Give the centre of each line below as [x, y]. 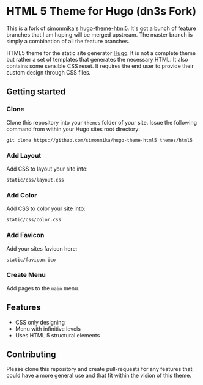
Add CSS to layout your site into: [47, 169]
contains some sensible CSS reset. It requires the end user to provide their [100, 66]
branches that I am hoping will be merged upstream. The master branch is [100, 34]
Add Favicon [25, 235]
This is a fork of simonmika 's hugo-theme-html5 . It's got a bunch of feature [102, 28]
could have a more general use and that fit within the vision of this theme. [99, 376]
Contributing [31, 355]
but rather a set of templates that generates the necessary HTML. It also [97, 59]
